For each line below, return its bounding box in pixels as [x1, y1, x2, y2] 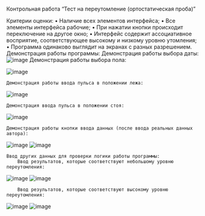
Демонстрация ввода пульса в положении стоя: [6, 102, 124, 109]
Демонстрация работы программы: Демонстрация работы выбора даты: [6, 50, 199, 57]
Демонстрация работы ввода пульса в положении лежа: [6, 80, 144, 86]
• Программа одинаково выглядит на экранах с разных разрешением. [6, 43, 192, 50]
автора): [6, 131, 29, 137]
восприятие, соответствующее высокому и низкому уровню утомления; [6, 37, 197, 44]
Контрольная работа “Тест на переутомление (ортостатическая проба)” [6, 6, 196, 12]
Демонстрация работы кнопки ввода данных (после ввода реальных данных [6, 125, 193, 131]
